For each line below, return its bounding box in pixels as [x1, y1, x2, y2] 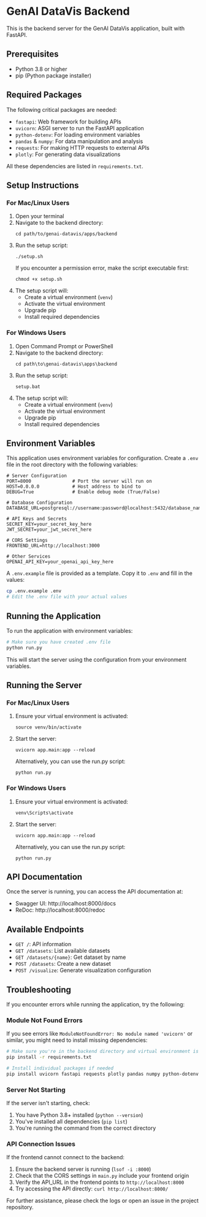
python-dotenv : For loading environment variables [15, 131, 140, 138]
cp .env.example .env [6, 588, 62, 594]
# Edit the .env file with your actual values [6, 594, 128, 600]
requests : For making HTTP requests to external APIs [15, 144, 150, 151]
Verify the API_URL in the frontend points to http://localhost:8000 [15, 1178, 185, 1186]
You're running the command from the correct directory [15, 1124, 156, 1132]
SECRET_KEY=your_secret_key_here [6, 521, 92, 528]
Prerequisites [6, 49, 59, 60]
